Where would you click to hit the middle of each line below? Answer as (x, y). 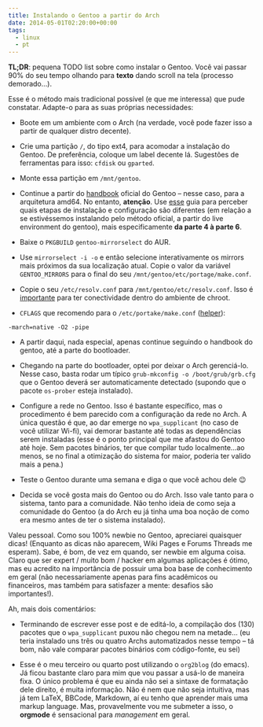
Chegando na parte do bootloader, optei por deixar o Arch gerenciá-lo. (134, 366)
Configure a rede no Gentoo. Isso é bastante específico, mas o (121, 406)
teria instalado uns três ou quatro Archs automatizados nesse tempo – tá (137, 641)
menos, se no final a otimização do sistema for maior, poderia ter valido (135, 456)
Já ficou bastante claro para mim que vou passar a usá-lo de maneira (132, 673)
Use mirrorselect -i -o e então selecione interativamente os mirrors (132, 257)
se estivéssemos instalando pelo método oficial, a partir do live (121, 219)
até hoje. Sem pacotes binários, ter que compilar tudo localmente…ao (132, 448)
